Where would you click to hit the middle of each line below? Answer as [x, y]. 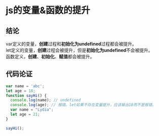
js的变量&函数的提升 [48, 10]
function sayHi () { [26, 95]
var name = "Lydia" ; [32, 110]
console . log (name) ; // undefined [46, 100]
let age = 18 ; [21, 91]
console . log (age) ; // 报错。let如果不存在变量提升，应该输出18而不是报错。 [83, 105]
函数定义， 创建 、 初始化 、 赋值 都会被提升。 [50, 57]
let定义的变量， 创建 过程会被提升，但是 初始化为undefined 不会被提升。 [79, 50]
